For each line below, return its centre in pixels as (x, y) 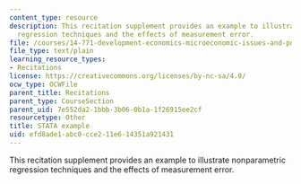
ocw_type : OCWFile (43, 84)
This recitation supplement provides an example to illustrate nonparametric (148, 160)
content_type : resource (54, 18)
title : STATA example (50, 127)
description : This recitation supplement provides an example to (133, 26)
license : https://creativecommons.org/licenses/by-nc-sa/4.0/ (128, 76)
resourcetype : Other (48, 118)
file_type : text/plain (52, 51)
